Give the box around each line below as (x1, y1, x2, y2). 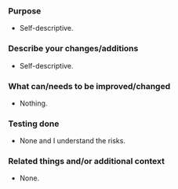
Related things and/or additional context (8, 156, 165, 167)
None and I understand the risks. (19, 136, 125, 146)
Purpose (8, 6, 42, 17)
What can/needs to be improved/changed (8, 80, 171, 91)
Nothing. (19, 98, 48, 108)
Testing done (8, 118, 60, 129)
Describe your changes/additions (8, 43, 139, 54)
